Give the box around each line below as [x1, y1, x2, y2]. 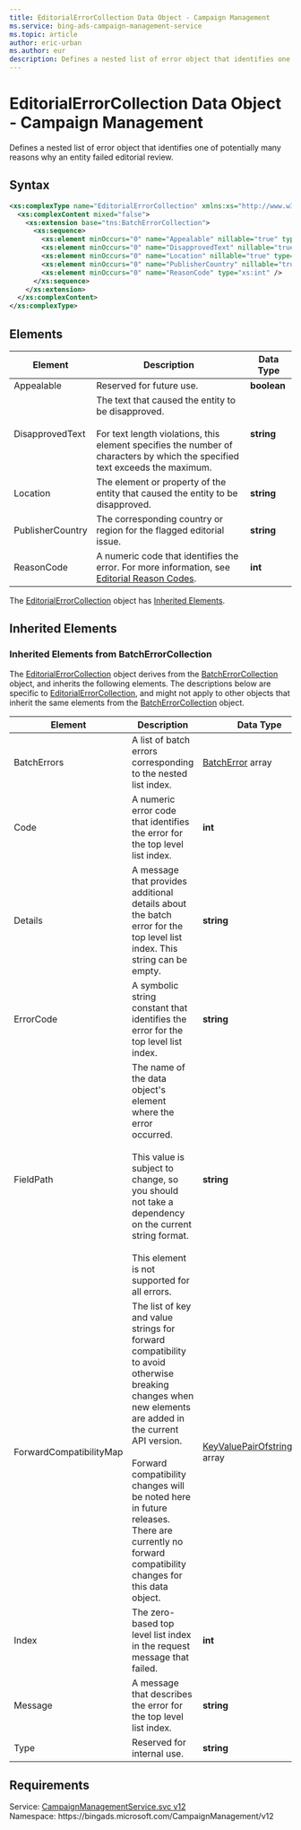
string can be [131, 953, 188, 965]
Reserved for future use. [96, 379, 199, 391]
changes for [131, 1569, 183, 1582]
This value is [131, 1150, 185, 1163]
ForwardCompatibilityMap [13, 1445, 124, 1458]
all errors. [131, 1285, 172, 1297]
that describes [131, 1687, 193, 1700]
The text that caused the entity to [96, 394, 236, 406]
